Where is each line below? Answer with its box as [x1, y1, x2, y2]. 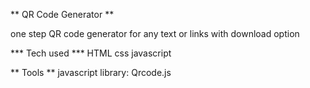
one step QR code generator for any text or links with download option [10, 28, 300, 39]
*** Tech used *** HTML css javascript [10, 47, 172, 59]
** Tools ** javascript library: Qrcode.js [10, 67, 172, 78]
